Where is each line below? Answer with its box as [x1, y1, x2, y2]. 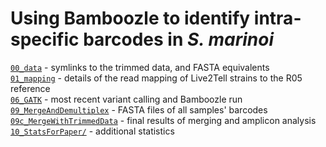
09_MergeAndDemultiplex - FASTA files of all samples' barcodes [10, 103, 268, 116]
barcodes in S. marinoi [83, 28, 275, 51]
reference [10, 82, 51, 94]
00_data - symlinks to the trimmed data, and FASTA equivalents [10, 61, 270, 73]
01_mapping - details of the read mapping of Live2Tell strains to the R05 [10, 72, 303, 84]
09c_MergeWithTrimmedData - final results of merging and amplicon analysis [10, 114, 317, 126]
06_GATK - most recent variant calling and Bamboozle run [10, 93, 243, 105]
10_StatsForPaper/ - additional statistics [10, 125, 175, 137]
